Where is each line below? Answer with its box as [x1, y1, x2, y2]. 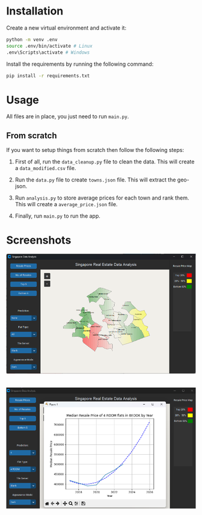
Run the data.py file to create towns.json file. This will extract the [14, 176, 176, 183]
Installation [6, 4, 64, 18]
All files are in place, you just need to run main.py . [6, 113, 129, 120]
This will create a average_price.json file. [14, 201, 118, 208]
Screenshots [6, 233, 72, 247]
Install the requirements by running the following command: [6, 60, 154, 68]
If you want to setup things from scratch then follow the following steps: [6, 147, 185, 154]
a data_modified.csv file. [14, 165, 76, 172]
